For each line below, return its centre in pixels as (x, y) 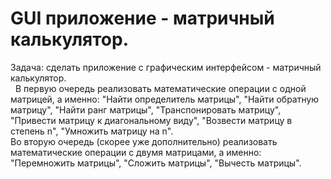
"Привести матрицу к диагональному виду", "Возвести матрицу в (151, 120)
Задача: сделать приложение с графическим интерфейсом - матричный (166, 67)
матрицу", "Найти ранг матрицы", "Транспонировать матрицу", (146, 109)
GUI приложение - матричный (142, 18)
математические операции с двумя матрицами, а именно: (136, 152)
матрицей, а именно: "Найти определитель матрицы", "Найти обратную (165, 99)
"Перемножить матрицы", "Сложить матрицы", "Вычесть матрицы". (156, 163)
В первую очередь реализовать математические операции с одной (160, 88)
